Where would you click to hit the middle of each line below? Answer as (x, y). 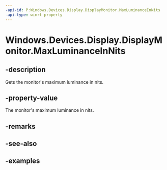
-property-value (32, 98)
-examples (23, 161)
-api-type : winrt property (34, 15)
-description (25, 70)
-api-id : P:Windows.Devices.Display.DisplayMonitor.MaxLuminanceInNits (83, 10)
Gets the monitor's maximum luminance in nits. (54, 82)
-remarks (20, 126)
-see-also (21, 144)
